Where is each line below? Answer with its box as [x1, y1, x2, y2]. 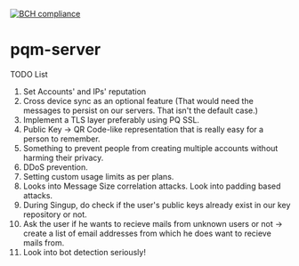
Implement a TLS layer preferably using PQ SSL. [22, 114, 199, 125]
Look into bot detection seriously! [22, 246, 146, 257]
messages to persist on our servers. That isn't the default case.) [22, 105, 259, 116]
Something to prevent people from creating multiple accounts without [22, 142, 279, 153]
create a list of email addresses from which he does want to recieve [22, 228, 272, 238]
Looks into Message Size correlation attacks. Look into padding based [22, 181, 281, 191]
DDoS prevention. [22, 161, 88, 173]
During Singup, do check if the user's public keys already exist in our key [22, 199, 291, 210]
